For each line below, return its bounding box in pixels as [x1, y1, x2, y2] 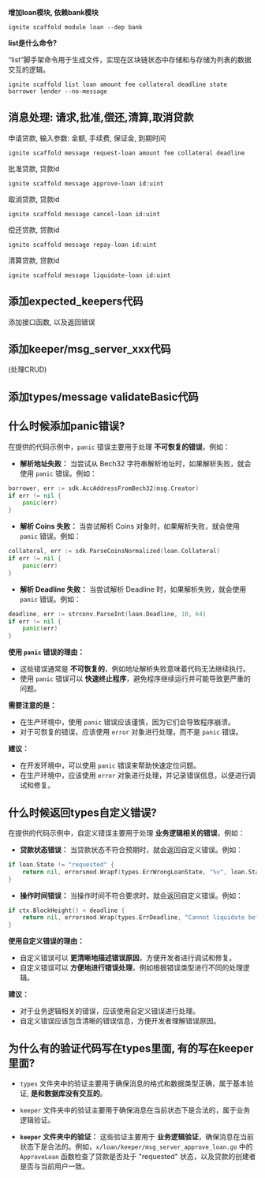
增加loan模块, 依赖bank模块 [8, 8, 99, 17]
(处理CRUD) [8, 365, 47, 374]
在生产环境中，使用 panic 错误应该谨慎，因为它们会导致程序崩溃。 [19, 717, 235, 727]
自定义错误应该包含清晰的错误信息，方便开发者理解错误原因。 [19, 1016, 221, 1026]
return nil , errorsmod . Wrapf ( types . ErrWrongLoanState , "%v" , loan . [22, 868, 248, 876]
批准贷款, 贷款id [8, 163, 60, 173]
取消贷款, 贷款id [8, 194, 60, 204]
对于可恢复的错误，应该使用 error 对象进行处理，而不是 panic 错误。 [19, 727, 243, 737]
